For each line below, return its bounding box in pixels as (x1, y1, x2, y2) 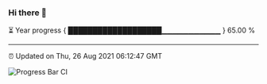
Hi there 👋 (8, 7, 48, 18)
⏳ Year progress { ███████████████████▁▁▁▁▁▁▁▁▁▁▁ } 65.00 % (8, 25, 256, 35)
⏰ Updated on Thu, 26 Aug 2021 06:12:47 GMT (8, 52, 163, 61)
